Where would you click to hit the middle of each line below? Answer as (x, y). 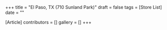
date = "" (15, 12)
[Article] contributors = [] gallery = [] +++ (49, 22)
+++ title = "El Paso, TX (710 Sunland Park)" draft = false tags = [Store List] (83, 7)
